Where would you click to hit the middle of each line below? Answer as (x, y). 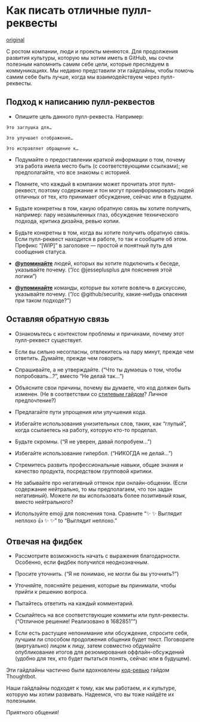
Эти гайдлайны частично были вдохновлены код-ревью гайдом (88, 670)
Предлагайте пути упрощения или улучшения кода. (81, 412)
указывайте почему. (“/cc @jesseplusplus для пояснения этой (93, 270)
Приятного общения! (33, 712)
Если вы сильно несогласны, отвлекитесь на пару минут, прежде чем (104, 352)
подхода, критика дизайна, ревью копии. (67, 221)
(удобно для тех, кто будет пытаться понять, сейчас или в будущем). (103, 658)
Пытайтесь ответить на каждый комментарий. (74, 603)
